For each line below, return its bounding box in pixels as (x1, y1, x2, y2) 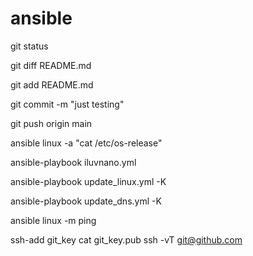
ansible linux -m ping (10, 214, 97, 226)
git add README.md (10, 78, 94, 91)
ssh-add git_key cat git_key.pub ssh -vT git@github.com (10, 233, 243, 246)
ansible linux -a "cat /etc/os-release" (10, 137, 163, 149)
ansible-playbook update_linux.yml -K (10, 175, 167, 187)
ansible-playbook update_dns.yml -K (10, 195, 162, 207)
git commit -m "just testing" (10, 98, 125, 110)
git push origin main (10, 117, 93, 129)
